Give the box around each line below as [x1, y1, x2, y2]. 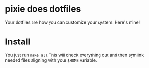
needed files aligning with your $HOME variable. [5, 57, 97, 63]
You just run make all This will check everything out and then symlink [5, 52, 144, 58]
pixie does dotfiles [5, 3, 81, 14]
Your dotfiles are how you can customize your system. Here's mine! [5, 19, 140, 25]
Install [5, 36, 31, 47]
